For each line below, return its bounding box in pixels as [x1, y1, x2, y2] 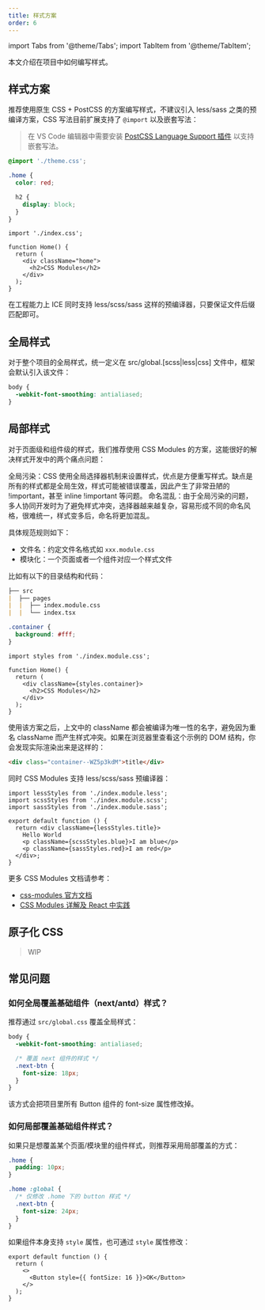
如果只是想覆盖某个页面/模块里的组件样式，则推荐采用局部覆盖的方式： [8, 1141, 240, 1150]
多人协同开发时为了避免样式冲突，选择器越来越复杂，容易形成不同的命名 [8, 500, 244, 511]
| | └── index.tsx [8, 609, 77, 617]
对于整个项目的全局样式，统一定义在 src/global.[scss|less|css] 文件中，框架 [8, 358, 256, 367]
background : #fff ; [15, 631, 77, 639]
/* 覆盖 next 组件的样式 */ [15, 1054, 100, 1062]
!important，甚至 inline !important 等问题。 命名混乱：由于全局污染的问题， [8, 491, 253, 500]
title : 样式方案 [8, 11, 57, 20]
